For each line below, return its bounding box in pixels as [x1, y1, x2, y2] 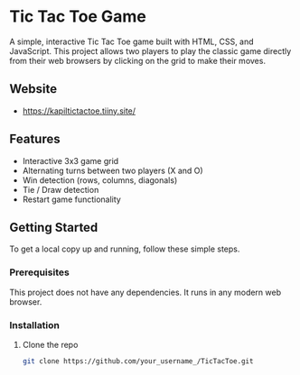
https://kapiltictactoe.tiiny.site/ [22, 105, 136, 116]
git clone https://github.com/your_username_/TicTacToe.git [22, 356, 254, 366]
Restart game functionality [22, 194, 122, 205]
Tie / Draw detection [22, 184, 99, 195]
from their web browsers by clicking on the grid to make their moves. [9, 55, 267, 66]
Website [9, 81, 57, 96]
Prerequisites [9, 266, 70, 279]
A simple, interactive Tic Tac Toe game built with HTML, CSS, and [9, 36, 255, 47]
